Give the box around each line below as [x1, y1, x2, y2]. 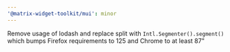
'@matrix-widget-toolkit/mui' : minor [7, 10, 117, 17]
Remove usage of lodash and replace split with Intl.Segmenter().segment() [7, 29, 224, 37]
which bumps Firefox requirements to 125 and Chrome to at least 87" [7, 36, 205, 45]
